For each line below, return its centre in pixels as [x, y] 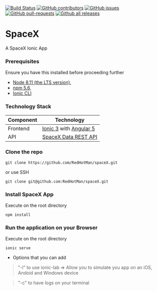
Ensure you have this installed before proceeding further [65, 73]
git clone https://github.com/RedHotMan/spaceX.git [61, 163]
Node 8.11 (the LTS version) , [42, 82]
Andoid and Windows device [48, 273]
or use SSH [17, 172]
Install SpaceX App [29, 194]
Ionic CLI [22, 93]
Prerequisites [22, 61]
